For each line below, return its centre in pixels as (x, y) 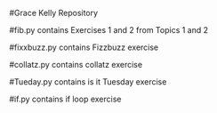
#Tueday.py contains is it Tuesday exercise (88, 82)
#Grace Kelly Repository (54, 13)
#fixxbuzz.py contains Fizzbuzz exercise (84, 47)
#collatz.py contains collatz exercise (76, 65)
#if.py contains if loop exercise (65, 99)
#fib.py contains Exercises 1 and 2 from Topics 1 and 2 (109, 30)
